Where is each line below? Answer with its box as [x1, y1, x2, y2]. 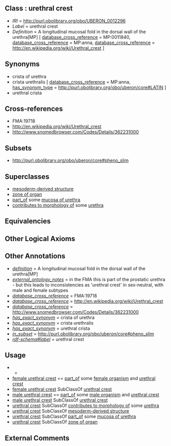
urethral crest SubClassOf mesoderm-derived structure [12, 408, 130, 414]
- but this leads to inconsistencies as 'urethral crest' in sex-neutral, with [12, 282, 164, 288]
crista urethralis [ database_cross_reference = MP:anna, [12, 79, 131, 85]
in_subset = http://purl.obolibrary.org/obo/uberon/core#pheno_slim [12, 330, 154, 337]
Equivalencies [5, 217, 51, 226]
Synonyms [5, 60, 40, 69]
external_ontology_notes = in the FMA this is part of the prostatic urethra [12, 276, 166, 282]
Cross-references [5, 104, 63, 113]
